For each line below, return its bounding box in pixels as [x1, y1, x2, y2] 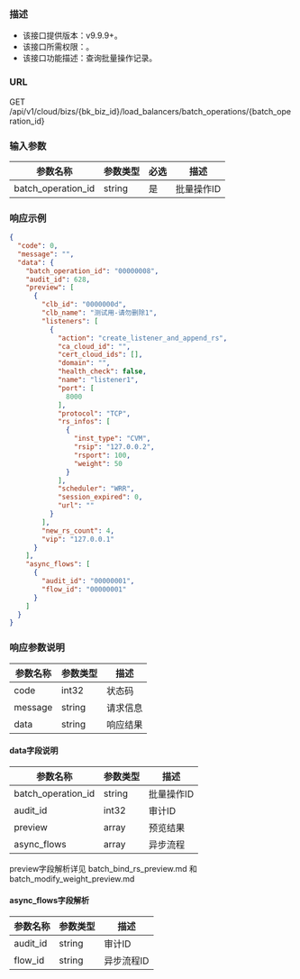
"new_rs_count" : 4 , [41, 526, 115, 535]
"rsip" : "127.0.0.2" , [73, 443, 155, 452]
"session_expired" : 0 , [57, 493, 143, 502]
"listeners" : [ [41, 316, 99, 325]
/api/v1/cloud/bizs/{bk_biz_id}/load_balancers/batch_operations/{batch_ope [9, 105, 291, 116]
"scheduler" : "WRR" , [57, 484, 135, 493]
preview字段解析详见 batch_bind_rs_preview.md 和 [9, 863, 198, 874]
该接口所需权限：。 [22, 41, 95, 52]
